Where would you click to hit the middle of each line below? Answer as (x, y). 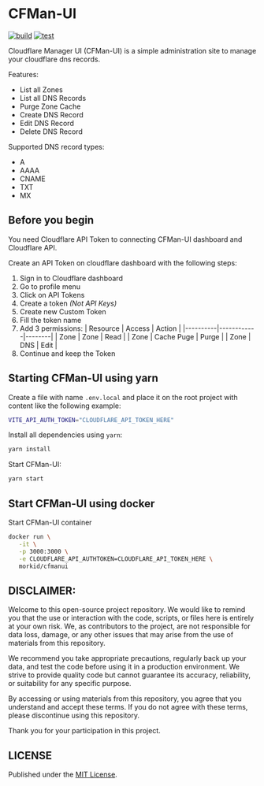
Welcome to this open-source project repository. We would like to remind (127, 610)
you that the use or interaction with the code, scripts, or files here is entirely (131, 618)
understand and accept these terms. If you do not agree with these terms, (128, 707)
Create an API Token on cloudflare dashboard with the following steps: (123, 263)
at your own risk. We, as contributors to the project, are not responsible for (129, 626)
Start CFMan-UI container (50, 522)
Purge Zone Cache (50, 106)
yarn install (30, 450)
